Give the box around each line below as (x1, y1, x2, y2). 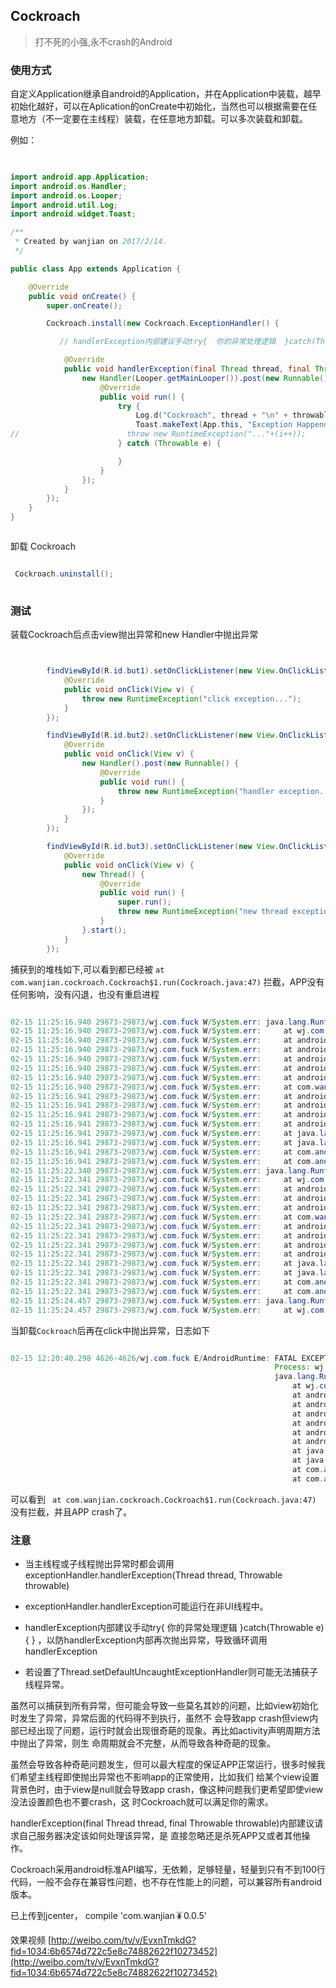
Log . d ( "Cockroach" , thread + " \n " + (135, 410, 288, 421)
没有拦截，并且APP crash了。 (10, 1505, 133, 1518)
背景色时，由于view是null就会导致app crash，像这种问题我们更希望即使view (10, 1784, 324, 1796)
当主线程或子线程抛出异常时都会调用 (24, 1558, 175, 1570)
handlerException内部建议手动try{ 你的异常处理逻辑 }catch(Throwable (24, 1622, 314, 1634)
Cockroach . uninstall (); (14, 569, 114, 579)
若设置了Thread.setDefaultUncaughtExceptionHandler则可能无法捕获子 (24, 1666, 319, 1678)
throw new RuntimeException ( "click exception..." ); (81, 694, 302, 704)
